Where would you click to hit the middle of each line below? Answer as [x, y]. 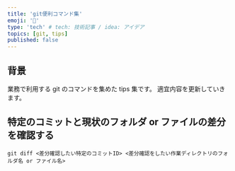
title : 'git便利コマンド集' [45, 14]
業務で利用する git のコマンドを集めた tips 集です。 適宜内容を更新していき [116, 88]
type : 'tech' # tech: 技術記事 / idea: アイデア [76, 27]
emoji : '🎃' [23, 20]
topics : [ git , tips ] [38, 34]
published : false [33, 40]
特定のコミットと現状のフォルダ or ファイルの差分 [117, 122]
